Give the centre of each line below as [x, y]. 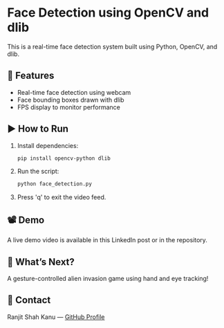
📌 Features [31, 76]
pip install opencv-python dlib [64, 158]
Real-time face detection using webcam [74, 92]
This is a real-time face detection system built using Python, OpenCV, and [112, 46]
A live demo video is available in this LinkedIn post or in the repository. [107, 240]
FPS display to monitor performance [69, 107]
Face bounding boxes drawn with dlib [71, 100]
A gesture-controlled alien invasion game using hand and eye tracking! [108, 278]
